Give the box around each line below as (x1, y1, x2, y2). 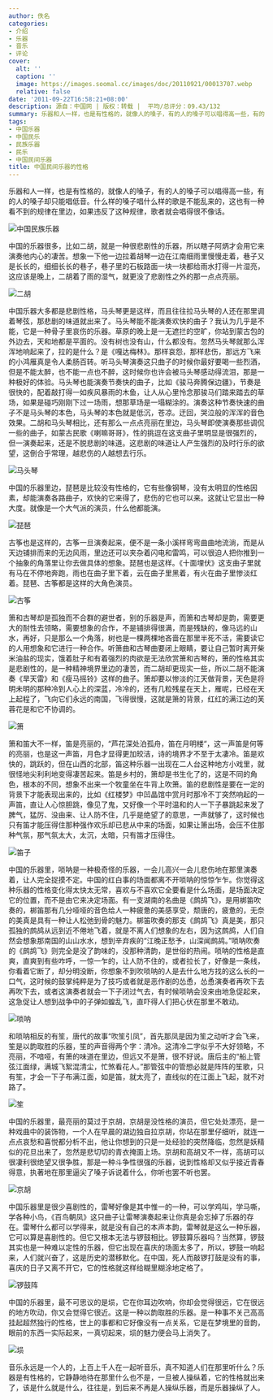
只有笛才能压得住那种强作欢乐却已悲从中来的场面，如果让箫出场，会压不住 (8, 820, 258, 830)
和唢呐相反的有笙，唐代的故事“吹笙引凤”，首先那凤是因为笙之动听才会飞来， (8, 1031, 264, 1041)
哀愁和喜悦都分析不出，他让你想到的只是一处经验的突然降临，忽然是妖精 (22, 1137, 265, 1146)
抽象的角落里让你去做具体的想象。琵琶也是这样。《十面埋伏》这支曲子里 (15, 558, 254, 568)
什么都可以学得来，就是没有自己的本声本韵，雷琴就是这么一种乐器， (36, 1222, 265, 1232)
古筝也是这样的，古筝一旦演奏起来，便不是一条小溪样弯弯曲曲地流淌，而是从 (8, 538, 265, 548)
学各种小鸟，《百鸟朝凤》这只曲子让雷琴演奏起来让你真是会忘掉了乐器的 (8, 1212, 247, 1222)
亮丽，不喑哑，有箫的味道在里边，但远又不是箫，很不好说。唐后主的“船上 (8, 1051, 254, 1061)
